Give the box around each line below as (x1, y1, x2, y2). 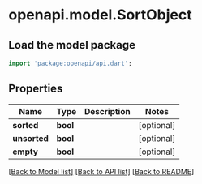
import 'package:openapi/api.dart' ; (8, 59, 132, 67)
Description (84, 105, 131, 117)
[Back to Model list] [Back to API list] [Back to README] (8, 166, 195, 176)
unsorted (12, 132, 49, 143)
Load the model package (8, 38, 136, 52)
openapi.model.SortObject (8, 6, 192, 24)
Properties (8, 82, 63, 96)
